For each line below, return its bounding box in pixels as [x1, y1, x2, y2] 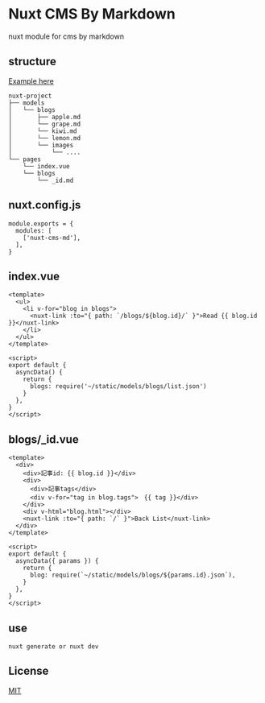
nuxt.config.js [8, 198, 81, 212]
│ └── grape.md [8, 120, 81, 128]
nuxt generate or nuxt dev [8, 643, 99, 651]
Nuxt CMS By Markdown [8, 5, 176, 23]
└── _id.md [37, 176, 74, 184]
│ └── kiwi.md [8, 126, 78, 135]
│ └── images [8, 141, 74, 149]
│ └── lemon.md [8, 134, 81, 142]
